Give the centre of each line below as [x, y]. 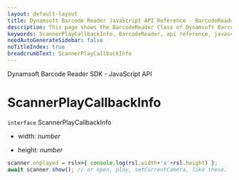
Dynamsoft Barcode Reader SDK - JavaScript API [80, 74]
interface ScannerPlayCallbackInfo [59, 122]
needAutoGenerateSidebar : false [55, 41]
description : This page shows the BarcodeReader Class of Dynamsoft [111, 27]
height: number [40, 149]
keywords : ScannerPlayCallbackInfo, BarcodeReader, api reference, [110, 34]
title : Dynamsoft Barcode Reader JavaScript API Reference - [100, 21]
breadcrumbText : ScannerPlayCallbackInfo [70, 54]
